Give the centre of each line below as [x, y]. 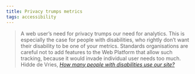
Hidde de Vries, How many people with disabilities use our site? [97, 64]
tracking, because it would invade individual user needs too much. [100, 58]
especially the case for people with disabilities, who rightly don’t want [105, 40]
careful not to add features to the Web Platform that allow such [97, 52]
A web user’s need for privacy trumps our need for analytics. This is [102, 33]
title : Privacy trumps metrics [44, 11]
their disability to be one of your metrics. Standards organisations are [104, 46]
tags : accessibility [31, 17]
